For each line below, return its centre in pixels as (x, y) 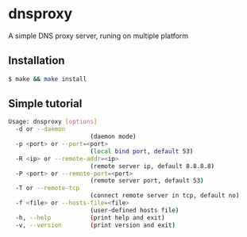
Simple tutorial (45, 104)
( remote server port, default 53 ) (147, 181)
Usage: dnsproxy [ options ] (53, 122)
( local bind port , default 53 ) (142, 151)
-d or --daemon (41, 129)
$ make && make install (48, 79)
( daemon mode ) (113, 137)
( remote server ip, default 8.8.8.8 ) (152, 166)
